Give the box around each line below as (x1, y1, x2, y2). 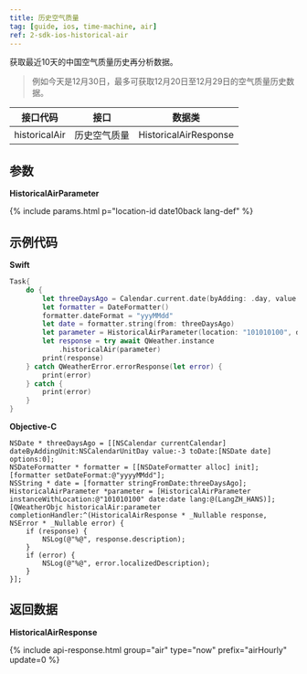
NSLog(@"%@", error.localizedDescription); (42, 559, 210, 568)
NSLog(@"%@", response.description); (42, 535, 185, 544)
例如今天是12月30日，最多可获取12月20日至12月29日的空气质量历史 (31, 76, 287, 87)
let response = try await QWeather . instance (42, 337, 215, 346)
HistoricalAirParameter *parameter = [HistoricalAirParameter (9, 487, 251, 496)
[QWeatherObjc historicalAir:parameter (9, 503, 162, 512)
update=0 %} (9, 654, 60, 665)
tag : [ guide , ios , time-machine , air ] (9, 22, 157, 31)
